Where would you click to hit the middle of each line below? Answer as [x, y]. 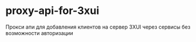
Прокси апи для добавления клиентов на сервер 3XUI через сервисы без [98, 27]
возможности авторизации [40, 33]
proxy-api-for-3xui [53, 11]
